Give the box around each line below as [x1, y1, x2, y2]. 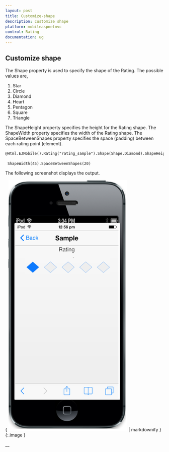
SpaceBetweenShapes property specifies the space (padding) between [5, 135, 154, 141]
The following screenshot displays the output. [5, 169, 100, 176]
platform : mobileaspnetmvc [5, 24, 62, 29]
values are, [5, 73, 28, 79]
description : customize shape [5, 19, 69, 24]
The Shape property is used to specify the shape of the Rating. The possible [5, 67, 163, 73]
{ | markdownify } [5, 426, 162, 432]
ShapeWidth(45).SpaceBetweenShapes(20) [7, 161, 92, 166]
